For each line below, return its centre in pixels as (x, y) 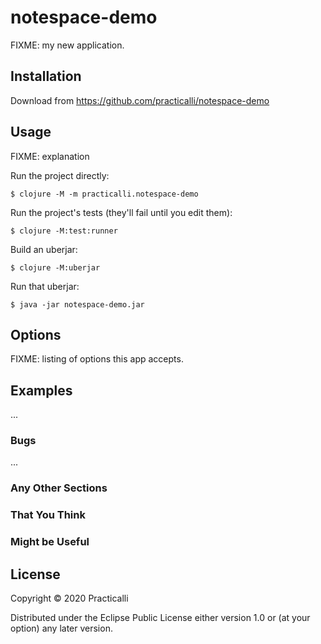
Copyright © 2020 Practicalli (69, 598)
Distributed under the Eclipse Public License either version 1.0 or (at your (160, 618)
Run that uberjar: (45, 286)
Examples (41, 390)
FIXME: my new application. (67, 45)
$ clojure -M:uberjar (55, 267)
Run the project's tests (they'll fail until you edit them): (121, 212)
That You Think (48, 515)
